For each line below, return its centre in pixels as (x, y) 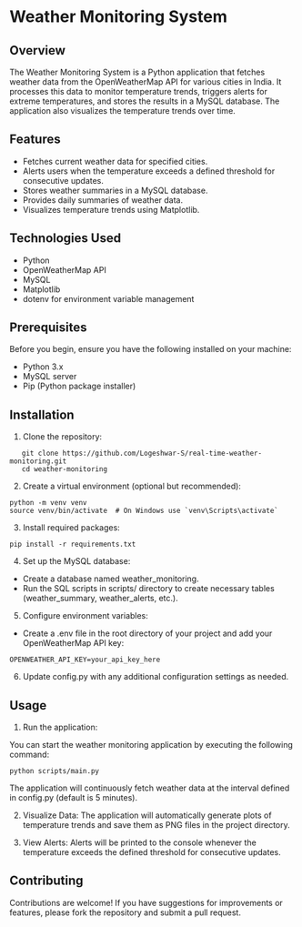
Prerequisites (48, 328)
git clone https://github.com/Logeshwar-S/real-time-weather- (141, 453)
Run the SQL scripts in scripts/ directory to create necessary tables (148, 589)
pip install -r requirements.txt (73, 544)
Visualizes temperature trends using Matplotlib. (111, 209)
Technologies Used (65, 238)
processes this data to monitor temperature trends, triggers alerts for (139, 91)
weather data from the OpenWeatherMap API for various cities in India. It (146, 82)
